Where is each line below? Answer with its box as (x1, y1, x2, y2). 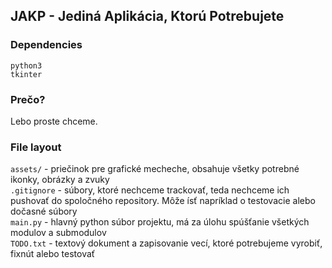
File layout (10, 140, 62, 154)
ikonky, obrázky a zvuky (10, 174, 110, 186)
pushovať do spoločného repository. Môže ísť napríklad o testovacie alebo (10, 195, 316, 207)
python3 (10, 60, 43, 71)
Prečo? (10, 92, 46, 106)
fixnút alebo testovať (10, 248, 96, 260)
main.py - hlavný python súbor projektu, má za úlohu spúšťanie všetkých (10, 216, 310, 228)
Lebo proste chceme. (10, 115, 98, 127)
